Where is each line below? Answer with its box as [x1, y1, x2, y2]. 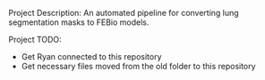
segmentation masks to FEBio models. [8, 17, 150, 28]
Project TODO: [8, 35, 62, 44]
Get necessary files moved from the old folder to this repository [21, 61, 256, 71]
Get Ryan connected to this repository [21, 52, 162, 61]
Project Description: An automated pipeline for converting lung [8, 8, 239, 18]
